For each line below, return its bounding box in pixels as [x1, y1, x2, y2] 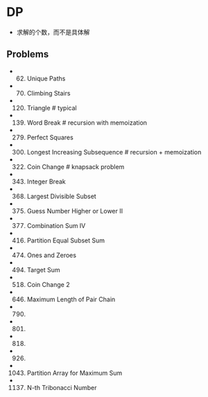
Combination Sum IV [26, 221, 86, 229]
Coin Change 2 [26, 280, 70, 288]
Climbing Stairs [26, 89, 71, 97]
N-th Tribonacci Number [26, 383, 97, 391]
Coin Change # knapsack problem [26, 162, 125, 170]
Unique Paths [26, 74, 66, 82]
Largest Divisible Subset [26, 192, 96, 200]
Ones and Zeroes [26, 251, 77, 259]
